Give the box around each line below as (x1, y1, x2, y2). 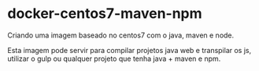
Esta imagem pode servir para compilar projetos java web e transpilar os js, (7, 45, 252, 55)
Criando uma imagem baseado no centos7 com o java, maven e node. (7, 30, 235, 40)
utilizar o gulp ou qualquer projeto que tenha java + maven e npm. (7, 54, 221, 63)
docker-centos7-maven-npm (7, 5, 202, 23)
